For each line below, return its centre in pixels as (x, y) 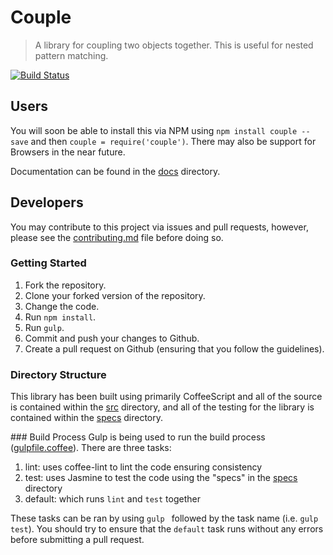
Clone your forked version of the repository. (115, 295)
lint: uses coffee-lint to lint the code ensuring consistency (143, 467)
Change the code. (62, 306)
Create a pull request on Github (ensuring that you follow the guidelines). (174, 348)
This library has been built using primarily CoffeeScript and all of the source (166, 397)
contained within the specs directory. (87, 418)
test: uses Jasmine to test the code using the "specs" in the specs (161, 478)
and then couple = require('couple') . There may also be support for (173, 141)
